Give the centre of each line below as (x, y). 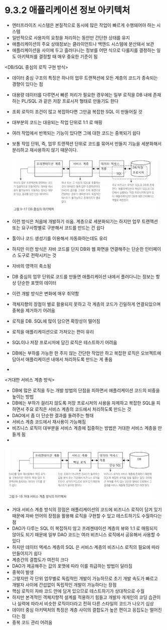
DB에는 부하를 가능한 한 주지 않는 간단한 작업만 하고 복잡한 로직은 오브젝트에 (87, 353)
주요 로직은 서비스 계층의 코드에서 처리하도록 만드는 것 (78, 409)
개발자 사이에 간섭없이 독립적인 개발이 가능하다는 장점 (64, 584)
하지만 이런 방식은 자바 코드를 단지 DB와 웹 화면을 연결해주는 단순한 (78, 249)
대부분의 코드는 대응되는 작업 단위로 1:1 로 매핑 (57, 122)
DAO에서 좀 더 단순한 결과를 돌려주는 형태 (53, 415)
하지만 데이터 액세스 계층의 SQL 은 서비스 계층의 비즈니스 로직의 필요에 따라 (86, 547)
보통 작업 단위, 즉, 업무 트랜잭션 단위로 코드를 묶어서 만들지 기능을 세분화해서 (87, 143)
